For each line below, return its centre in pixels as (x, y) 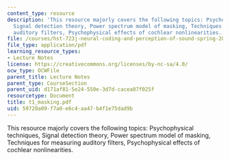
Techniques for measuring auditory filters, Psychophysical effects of (104, 142)
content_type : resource (41, 13)
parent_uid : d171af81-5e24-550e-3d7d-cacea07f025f (81, 89)
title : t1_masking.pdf (39, 102)
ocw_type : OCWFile (33, 70)
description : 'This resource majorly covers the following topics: (105, 20)
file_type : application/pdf (47, 45)
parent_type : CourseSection (47, 83)
